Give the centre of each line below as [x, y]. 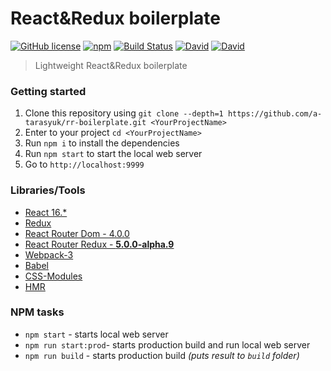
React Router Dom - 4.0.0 [77, 233]
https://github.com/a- [275, 114]
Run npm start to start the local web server [113, 154]
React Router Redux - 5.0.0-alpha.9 [99, 244]
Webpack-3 [49, 254]
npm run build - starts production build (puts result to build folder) [162, 355]
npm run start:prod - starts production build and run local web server [167, 344]
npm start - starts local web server [96, 334]
